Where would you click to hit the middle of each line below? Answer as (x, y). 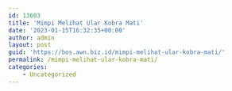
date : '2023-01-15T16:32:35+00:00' (67, 30)
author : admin (32, 38)
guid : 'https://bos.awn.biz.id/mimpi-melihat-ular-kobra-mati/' (117, 52)
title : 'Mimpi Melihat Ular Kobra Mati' (76, 23)
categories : (28, 67)
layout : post (30, 45)
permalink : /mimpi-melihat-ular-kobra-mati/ (83, 60)
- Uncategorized (50, 74)
